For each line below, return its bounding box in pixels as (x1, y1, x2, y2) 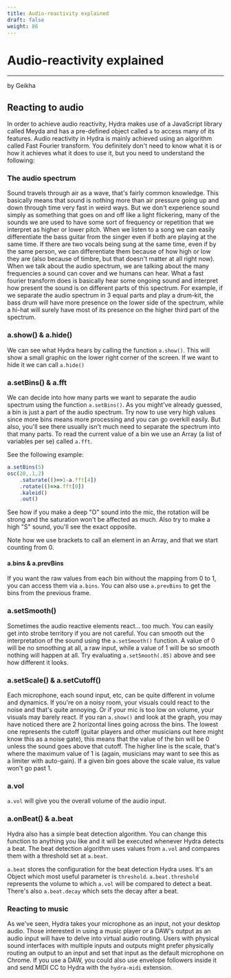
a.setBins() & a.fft (7, 377, 67, 387)
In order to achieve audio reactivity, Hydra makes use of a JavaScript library (7, 120, 222, 128)
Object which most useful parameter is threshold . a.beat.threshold (7, 872, 199, 880)
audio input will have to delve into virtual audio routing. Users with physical (7, 934, 219, 942)
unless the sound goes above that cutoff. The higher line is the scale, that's (7, 742, 220, 751)
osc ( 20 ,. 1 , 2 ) (7, 470, 45, 477)
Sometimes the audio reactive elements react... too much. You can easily (7, 621, 214, 630)
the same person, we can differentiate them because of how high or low (7, 247, 211, 256)
